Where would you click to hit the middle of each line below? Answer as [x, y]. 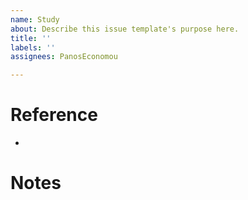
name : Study [35, 19]
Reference [54, 115]
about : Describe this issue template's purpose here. [125, 29]
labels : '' [33, 47]
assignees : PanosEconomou [64, 57]
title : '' [31, 38]
